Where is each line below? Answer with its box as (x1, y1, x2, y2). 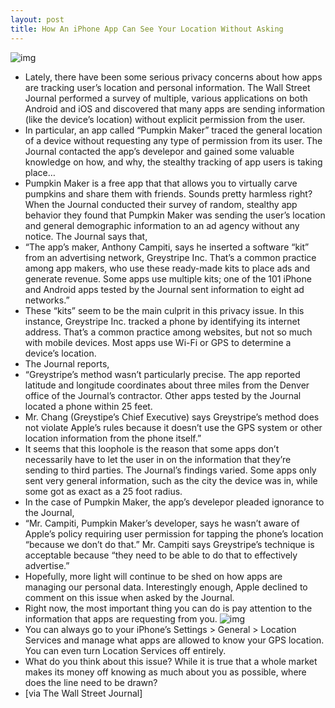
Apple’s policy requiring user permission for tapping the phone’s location (24, 527, 324, 540)
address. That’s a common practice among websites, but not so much (24, 326, 313, 338)
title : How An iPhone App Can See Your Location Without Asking (10, 24, 284, 34)
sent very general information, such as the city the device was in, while (24, 474, 318, 486)
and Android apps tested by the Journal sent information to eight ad (24, 283, 305, 295)
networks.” (24, 294, 70, 306)
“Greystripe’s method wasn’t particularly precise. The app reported (24, 368, 301, 380)
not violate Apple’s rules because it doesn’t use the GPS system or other (24, 421, 323, 433)
